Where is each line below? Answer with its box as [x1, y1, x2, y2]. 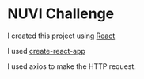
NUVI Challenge [7, 5, 115, 23]
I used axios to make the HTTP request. [7, 61, 136, 71]
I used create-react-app [7, 46, 86, 55]
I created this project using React [7, 31, 116, 40]
